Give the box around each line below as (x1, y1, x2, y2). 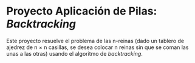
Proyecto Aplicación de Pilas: (6, 4, 157, 18)
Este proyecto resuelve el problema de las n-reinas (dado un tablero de (6, 37, 185, 44)
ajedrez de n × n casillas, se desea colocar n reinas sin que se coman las (6, 44, 189, 51)
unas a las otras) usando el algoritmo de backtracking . (6, 50, 143, 57)
